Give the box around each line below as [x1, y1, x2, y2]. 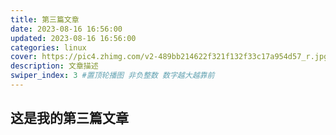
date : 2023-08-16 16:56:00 [10, 24, 123, 34]
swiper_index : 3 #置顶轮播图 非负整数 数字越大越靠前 [10, 71, 215, 81]
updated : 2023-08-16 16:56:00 [10, 33, 137, 43]
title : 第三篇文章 [10, 14, 80, 25]
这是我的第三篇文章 [10, 110, 129, 127]
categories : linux [10, 42, 87, 53]
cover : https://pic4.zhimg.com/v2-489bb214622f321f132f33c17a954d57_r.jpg [10, 52, 329, 62]
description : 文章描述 [10, 61, 99, 71]
